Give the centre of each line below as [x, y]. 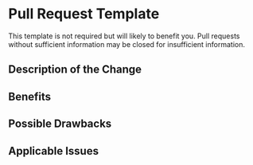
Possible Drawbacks [60, 124]
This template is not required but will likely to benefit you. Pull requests [124, 36]
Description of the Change [75, 70]
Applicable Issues [54, 151]
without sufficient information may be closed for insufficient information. [127, 44]
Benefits [30, 96]
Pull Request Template [84, 14]
